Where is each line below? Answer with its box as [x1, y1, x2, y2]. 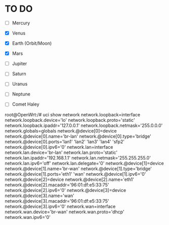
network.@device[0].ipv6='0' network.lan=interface [5, 144, 113, 150]
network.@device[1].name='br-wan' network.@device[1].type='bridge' [5, 166, 152, 172]
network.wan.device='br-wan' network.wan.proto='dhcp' [5, 209, 124, 215]
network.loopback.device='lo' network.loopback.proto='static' [5, 117, 135, 123]
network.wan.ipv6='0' [5, 214, 51, 220]
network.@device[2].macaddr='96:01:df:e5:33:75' [5, 181, 109, 188]
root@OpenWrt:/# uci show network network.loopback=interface [5, 111, 140, 117]
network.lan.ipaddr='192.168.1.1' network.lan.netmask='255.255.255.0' [5, 154, 151, 160]
